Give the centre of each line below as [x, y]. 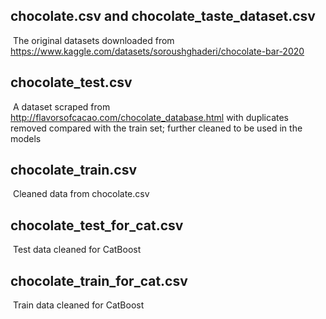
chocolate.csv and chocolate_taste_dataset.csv [163, 16]
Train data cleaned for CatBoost [78, 305]
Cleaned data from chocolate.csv [81, 194]
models [26, 138]
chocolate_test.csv [71, 82]
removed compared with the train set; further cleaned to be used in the [156, 128]
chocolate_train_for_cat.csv [99, 280]
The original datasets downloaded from [93, 40]
